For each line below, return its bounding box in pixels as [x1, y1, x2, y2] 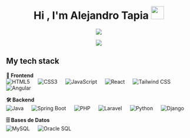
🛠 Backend [6, 96, 35, 103]
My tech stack [6, 56, 60, 66]
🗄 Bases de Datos [6, 116, 50, 123]
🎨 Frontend [6, 71, 34, 79]
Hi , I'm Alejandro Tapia [33, 9, 149, 22]
